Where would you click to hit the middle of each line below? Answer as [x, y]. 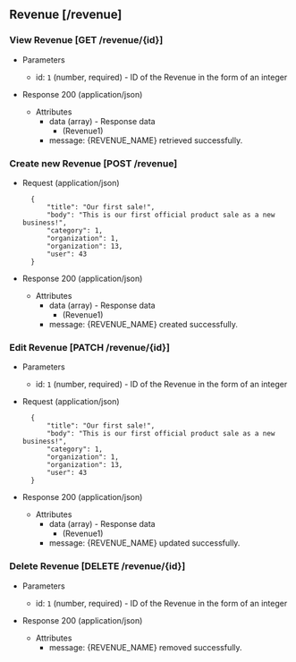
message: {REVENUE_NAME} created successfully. [144, 324]
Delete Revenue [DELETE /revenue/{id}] [97, 566]
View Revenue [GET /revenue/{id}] [86, 40]
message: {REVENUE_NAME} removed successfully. [146, 647]
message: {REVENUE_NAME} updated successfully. [144, 543]
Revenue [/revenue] [66, 15]
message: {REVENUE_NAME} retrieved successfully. [146, 140]
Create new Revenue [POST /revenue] [93, 163]
